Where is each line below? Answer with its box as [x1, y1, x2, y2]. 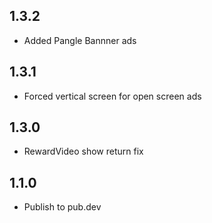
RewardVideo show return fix [23, 145, 144, 158]
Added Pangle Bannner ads [23, 34, 137, 46]
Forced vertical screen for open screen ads [23, 90, 202, 102]
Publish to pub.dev [23, 201, 102, 213]
